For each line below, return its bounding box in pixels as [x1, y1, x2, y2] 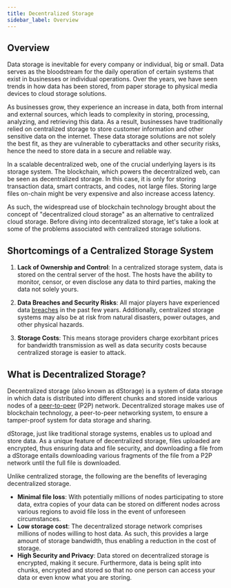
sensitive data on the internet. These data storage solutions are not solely [7, 132, 216, 141]
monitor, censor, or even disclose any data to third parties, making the [17, 278, 216, 286]
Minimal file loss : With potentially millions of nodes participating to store [17, 492, 224, 500]
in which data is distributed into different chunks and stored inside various [7, 394, 218, 402]
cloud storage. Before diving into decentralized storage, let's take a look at [7, 218, 219, 226]
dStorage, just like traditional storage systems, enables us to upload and [7, 429, 212, 438]
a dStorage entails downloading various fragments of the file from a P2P [7, 451, 212, 459]
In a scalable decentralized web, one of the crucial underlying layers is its [7, 160, 216, 169]
